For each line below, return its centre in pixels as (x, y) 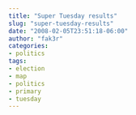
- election (27, 69)
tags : (17, 62)
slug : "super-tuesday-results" (61, 23)
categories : (28, 46)
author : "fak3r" (36, 38)
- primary (25, 91)
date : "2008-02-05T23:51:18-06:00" (68, 31)
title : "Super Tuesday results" (63, 16)
